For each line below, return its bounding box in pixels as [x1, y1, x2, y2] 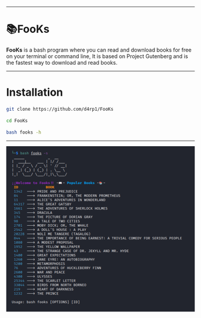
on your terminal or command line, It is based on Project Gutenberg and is [6, 52, 188, 60]
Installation [6, 86, 63, 99]
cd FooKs [6, 117, 28, 123]
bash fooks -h [6, 129, 42, 135]
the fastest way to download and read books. [6, 59, 118, 66]
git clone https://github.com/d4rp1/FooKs [6, 106, 114, 112]
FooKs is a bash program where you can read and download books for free [6, 46, 192, 53]
